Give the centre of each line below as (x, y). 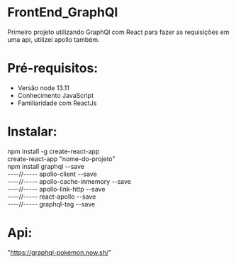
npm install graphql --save (46, 166)
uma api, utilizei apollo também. (54, 39)
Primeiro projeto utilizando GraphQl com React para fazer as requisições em (118, 32)
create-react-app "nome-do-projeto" (61, 159)
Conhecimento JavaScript (56, 95)
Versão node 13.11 (43, 88)
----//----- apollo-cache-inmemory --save (69, 181)
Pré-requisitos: (53, 68)
